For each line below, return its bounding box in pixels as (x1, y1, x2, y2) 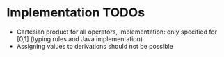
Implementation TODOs (6, 5, 145, 21)
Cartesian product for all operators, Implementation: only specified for (16, 27, 217, 36)
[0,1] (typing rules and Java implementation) (16, 34, 143, 43)
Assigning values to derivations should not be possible (16, 42, 173, 50)
